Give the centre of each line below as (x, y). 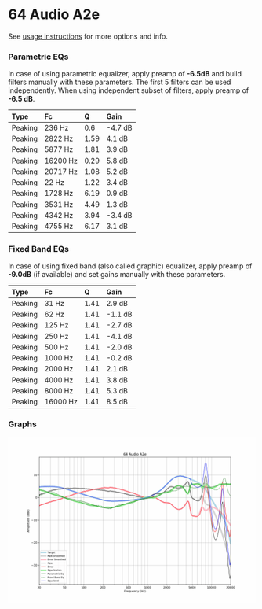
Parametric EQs (38, 57)
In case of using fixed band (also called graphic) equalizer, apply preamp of (130, 266)
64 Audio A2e (54, 15)
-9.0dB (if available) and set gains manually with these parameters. (117, 275)
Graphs (22, 424)
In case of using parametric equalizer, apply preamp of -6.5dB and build (125, 74)
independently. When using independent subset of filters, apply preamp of (129, 90)
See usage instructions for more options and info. (88, 36)
